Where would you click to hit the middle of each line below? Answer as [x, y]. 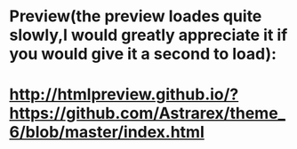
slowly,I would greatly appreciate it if [148, 35]
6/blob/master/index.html [107, 133]
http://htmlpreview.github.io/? [124, 94]
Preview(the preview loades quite [136, 16]
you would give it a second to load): [143, 54]
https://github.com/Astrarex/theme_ [148, 114]
